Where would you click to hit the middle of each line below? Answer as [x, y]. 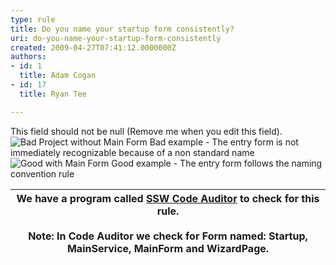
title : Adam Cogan [58, 76]
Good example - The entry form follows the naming [217, 163]
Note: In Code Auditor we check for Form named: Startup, [168, 236]
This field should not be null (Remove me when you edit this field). [146, 131]
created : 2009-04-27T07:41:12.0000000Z [93, 47]
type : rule [33, 19]
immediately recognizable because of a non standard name [132, 152]
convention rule [42, 173]
